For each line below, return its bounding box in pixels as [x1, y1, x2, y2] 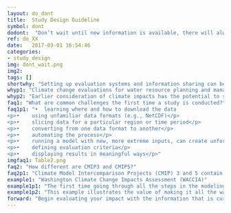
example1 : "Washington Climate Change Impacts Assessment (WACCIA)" [7, 176, 208, 183]
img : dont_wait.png [7, 61, 63, 68]
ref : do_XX [7, 36, 38, 43]
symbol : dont [7, 23, 45, 30]
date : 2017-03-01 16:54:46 [7, 42, 91, 49]
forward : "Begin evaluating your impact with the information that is [7, 195, 214, 203]
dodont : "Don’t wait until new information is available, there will [7, 29, 214, 36]
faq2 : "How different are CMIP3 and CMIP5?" [7, 163, 137, 170]
